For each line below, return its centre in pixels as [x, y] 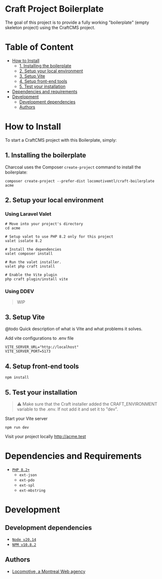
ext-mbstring [32, 490]
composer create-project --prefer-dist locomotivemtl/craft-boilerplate [80, 181]
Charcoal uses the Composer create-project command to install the [73, 167]
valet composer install [29, 254]
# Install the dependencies [33, 249]
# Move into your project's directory [44, 224]
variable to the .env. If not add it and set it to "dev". [67, 409]
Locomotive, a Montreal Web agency [49, 571]
